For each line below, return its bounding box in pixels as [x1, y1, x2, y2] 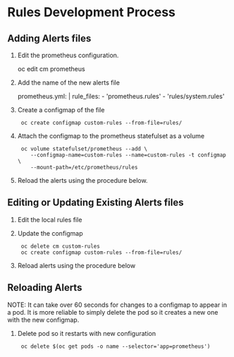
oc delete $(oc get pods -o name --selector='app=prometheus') [20, 343, 211, 350]
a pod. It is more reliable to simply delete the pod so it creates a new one [7, 308, 218, 316]
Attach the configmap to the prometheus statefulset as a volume [17, 132, 205, 140]
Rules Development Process [7, 4, 176, 20]
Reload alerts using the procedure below [17, 261, 136, 270]
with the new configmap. [7, 315, 80, 324]
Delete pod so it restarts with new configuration [17, 329, 156, 337]
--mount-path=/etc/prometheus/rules [30, 164, 138, 171]
